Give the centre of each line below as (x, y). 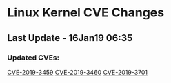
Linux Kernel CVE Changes (85, 13)
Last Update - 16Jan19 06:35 (70, 38)
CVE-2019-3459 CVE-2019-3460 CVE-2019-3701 (78, 72)
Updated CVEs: (33, 58)
